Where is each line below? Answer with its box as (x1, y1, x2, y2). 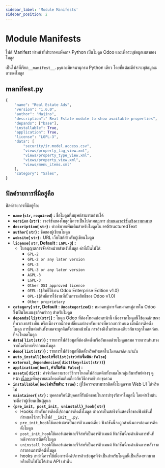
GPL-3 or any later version (27, 267, 85, 272)
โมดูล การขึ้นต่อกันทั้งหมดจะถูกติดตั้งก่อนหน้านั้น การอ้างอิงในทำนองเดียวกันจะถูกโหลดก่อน (12, 326, 159, 332)
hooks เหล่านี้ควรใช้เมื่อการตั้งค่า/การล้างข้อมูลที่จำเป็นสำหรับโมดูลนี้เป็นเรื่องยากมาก (20, 453, 155, 459)
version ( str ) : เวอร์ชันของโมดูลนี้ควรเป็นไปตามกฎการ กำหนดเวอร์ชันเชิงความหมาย (12, 218, 152, 224)
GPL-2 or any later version (27, 257, 85, 262)
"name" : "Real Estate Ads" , (14, 102, 72, 107)
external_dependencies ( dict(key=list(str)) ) (12, 359, 106, 365)
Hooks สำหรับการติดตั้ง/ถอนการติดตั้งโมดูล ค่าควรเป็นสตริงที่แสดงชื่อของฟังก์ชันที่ (20, 408, 153, 414)
